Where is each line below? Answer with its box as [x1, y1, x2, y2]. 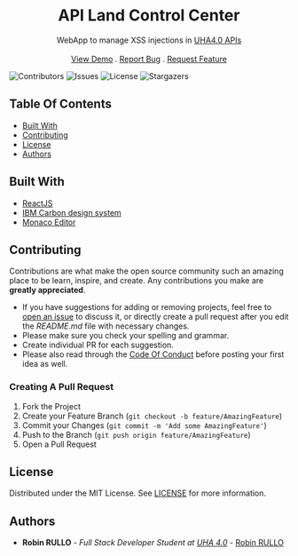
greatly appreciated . [9, 285, 86, 296]
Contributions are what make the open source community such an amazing [9, 266, 284, 276]
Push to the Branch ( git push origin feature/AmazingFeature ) [21, 429, 251, 440]
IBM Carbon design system [21, 207, 122, 218]
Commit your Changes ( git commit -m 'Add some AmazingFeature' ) [21, 419, 268, 431]
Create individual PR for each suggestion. [21, 339, 175, 351]
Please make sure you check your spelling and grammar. [21, 330, 230, 341]
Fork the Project [21, 401, 82, 411]
